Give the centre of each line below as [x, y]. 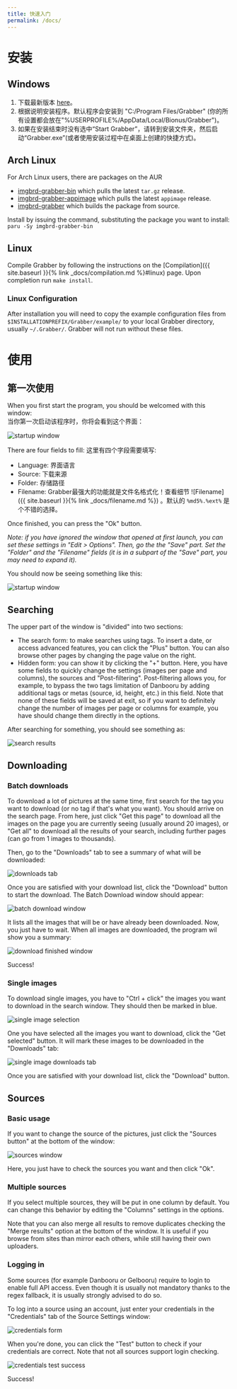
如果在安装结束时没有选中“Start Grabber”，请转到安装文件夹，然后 [115, 129]
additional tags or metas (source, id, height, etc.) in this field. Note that [121, 693]
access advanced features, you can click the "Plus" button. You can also [123, 648]
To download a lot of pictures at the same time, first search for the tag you [116, 801]
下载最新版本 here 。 [47, 102]
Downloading [37, 765]
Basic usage [29, 1118]
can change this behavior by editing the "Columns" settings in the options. [116, 1210]
